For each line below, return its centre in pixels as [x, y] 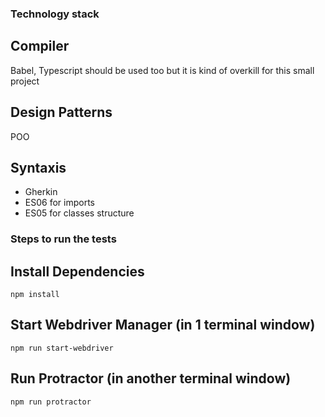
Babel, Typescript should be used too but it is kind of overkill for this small [162, 70]
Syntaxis [38, 167]
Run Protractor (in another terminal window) [151, 378]
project [25, 81]
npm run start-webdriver [62, 348]
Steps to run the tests [63, 239]
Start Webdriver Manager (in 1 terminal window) [163, 325]
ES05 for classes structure [79, 213]
